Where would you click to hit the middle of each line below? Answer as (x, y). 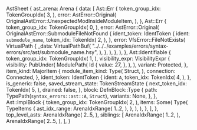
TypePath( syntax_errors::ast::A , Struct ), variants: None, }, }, (82, 96)
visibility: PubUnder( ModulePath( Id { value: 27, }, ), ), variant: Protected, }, (97, 65)
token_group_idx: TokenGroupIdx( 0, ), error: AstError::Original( (83, 27)
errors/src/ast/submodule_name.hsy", (52, 52)
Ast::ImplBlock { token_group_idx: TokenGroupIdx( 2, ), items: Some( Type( (97, 102)
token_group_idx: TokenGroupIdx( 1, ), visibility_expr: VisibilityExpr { (88, 59)
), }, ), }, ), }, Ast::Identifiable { (135, 52)
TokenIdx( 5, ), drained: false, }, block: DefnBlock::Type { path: (82, 90)
